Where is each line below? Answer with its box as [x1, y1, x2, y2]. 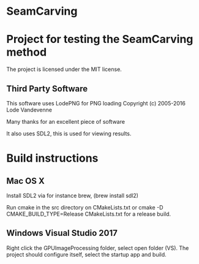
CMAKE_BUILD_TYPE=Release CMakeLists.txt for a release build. [6, 210, 171, 217]
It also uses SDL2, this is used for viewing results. [6, 130, 132, 137]
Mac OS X [6, 176, 45, 186]
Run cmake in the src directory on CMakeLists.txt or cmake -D [6, 203, 163, 211]
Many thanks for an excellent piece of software [6, 118, 126, 125]
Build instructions [6, 151, 99, 165]
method [6, 45, 47, 59]
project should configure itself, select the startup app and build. [6, 251, 167, 258]
